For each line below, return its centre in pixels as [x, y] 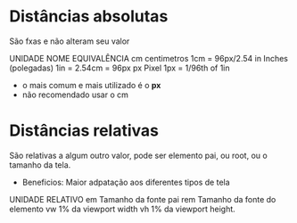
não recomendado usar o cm [75, 95]
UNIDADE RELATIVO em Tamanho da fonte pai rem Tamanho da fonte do [143, 199]
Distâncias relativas [84, 131]
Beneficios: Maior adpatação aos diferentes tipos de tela [126, 182]
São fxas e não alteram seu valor [70, 41]
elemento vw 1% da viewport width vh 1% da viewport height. [123, 209]
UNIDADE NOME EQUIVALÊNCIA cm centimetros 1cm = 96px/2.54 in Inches [148, 58]
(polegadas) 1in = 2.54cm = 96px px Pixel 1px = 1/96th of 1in [120, 68]
